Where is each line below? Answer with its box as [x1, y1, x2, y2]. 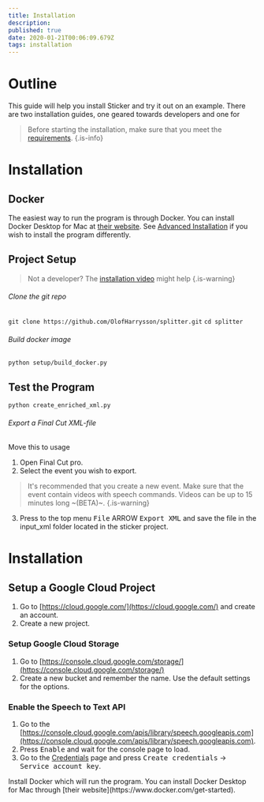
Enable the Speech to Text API [8, 701, 126, 712]
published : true [8, 26, 61, 34]
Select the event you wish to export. [19, 466, 137, 476]
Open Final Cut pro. [19, 457, 84, 467]
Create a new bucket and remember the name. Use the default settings [19, 673, 251, 683]
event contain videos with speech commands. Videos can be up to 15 [27, 490, 253, 499]
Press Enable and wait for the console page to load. [19, 744, 191, 754]
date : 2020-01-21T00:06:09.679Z [8, 33, 114, 42]
